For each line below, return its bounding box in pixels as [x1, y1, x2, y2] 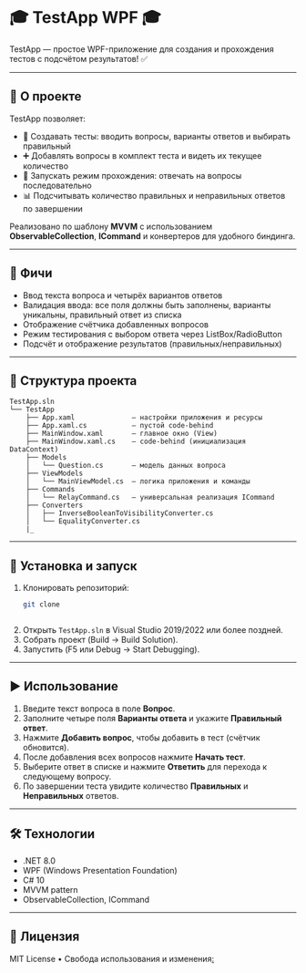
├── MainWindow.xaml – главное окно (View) [25, 430, 219, 439]
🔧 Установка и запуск [9, 558, 138, 574]
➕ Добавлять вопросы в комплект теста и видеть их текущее [22, 150, 262, 160]
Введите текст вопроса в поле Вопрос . [22, 703, 176, 714]
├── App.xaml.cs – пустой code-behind [25, 421, 214, 430]
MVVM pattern [22, 884, 79, 895]
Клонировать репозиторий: [22, 583, 129, 594]
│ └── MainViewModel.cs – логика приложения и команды [25, 477, 250, 486]
